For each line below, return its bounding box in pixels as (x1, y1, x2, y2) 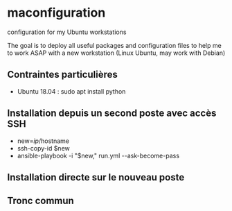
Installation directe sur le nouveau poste (7, 171, 185, 183)
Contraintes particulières (7, 69, 118, 81)
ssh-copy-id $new (17, 144, 71, 152)
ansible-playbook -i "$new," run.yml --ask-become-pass (17, 151, 180, 160)
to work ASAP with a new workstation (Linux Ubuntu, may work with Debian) (7, 49, 226, 57)
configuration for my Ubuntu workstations (7, 28, 127, 36)
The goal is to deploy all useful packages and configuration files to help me (7, 41, 222, 49)
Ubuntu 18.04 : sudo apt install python (17, 87, 126, 95)
